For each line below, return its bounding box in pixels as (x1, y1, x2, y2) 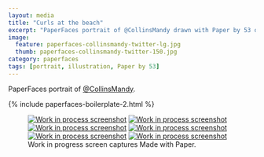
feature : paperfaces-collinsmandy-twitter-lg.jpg (15, 41, 181, 49)
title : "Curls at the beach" (8, 19, 104, 27)
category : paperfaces (8, 56, 79, 64)
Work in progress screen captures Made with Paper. (27, 139, 196, 149)
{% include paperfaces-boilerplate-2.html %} (8, 99, 155, 108)
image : (8, 33, 30, 42)
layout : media (8, 11, 55, 20)
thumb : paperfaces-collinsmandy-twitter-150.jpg (15, 48, 178, 56)
